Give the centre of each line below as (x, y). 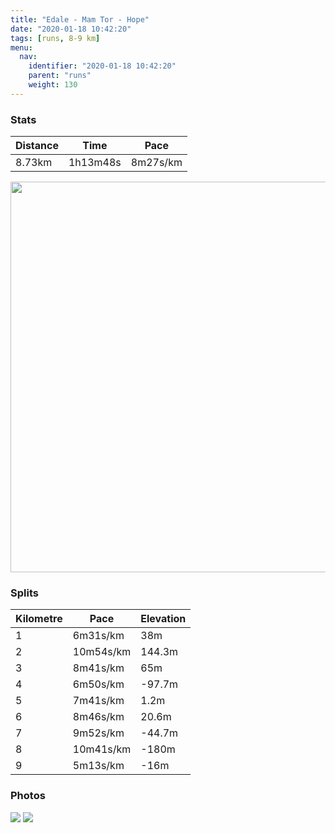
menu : (21, 47)
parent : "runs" (60, 76)
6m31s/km (98, 636)
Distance (37, 146)
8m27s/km (156, 163)
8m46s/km (98, 717)
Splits (24, 593)
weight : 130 (53, 85)
